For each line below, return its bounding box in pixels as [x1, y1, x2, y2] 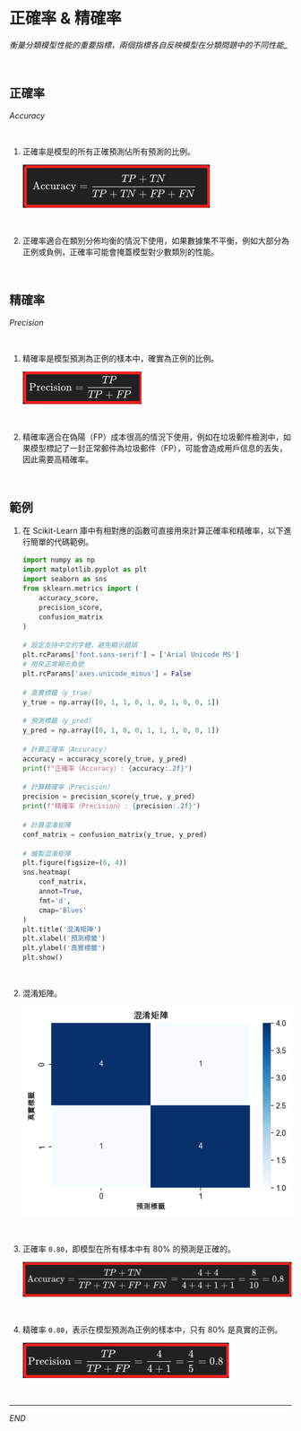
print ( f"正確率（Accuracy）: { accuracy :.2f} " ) [21, 763, 193, 772]
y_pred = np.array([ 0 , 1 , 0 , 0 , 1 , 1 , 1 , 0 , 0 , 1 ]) [21, 726, 219, 736]
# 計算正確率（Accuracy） [21, 745, 110, 754]
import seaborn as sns [21, 575, 107, 584]
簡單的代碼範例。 [30, 537, 94, 547]
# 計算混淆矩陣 [21, 820, 72, 830]
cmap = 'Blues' [39, 905, 88, 915]
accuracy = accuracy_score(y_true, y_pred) [21, 755, 188, 763]
